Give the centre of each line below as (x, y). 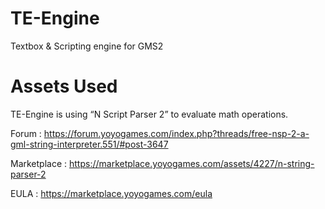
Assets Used (64, 86)
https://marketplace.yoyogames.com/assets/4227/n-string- (192, 163)
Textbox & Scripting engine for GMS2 (87, 46)
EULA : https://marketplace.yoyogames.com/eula (111, 193)
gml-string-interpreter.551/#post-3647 (89, 144)
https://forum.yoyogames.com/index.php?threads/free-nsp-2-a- (176, 133)
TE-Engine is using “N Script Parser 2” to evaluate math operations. (149, 114)
